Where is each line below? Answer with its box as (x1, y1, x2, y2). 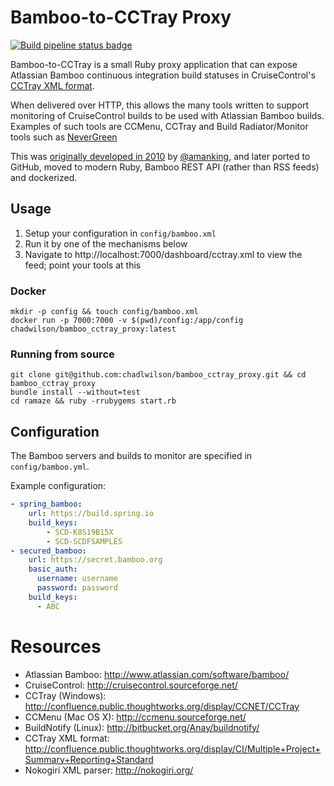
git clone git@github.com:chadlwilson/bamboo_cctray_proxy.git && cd (10, 370, 307, 380)
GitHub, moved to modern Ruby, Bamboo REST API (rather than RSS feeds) (10, 161, 320, 173)
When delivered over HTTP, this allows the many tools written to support (10, 99, 310, 111)
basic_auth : (28, 564, 78, 575)
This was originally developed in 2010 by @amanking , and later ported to (10, 150, 311, 162)
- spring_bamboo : (10, 499, 83, 510)
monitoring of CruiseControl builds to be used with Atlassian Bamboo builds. (10, 109, 325, 121)
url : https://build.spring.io (28, 509, 155, 519)
